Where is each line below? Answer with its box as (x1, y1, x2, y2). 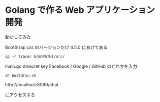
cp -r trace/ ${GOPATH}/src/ (5, 54, 65, 59)
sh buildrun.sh (5, 73, 36, 78)
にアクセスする (5, 92, 35, 98)
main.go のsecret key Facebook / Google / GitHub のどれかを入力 (5, 63, 137, 69)
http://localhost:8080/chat (5, 81, 59, 87)
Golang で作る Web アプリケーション (5, 4, 155, 16)
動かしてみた (5, 34, 31, 40)
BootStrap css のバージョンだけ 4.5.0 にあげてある (5, 44, 108, 50)
